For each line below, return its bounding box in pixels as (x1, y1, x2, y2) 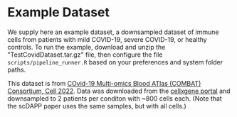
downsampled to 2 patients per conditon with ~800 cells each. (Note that (7, 94, 222, 103)
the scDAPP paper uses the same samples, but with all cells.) (7, 101, 186, 110)
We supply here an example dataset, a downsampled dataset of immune (7, 28, 219, 36)
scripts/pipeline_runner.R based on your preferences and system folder (7, 57, 223, 66)
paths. (7, 65, 26, 74)
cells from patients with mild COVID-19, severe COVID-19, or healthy (7, 35, 208, 43)
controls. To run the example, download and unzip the (7, 43, 166, 51)
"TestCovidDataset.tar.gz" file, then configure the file (7, 50, 163, 59)
